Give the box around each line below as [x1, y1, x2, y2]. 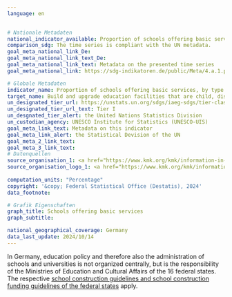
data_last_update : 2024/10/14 [7, 233, 95, 240]
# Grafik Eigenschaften [7, 202, 76, 209]
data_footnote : [7, 189, 51, 196]
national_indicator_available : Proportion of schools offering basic [7, 35, 212, 42]
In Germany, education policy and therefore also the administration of [7, 252, 205, 260]
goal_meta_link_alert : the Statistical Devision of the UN [7, 131, 181, 138]
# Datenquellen [7, 151, 51, 157]
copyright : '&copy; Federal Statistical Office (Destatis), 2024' [7, 182, 202, 190]
